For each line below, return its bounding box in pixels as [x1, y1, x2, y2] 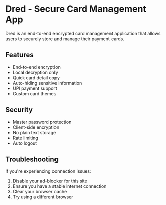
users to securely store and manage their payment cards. [5, 36, 125, 42]
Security [5, 106, 33, 114]
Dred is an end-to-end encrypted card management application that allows [5, 30, 161, 36]
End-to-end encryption [12, 64, 61, 70]
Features [5, 50, 34, 59]
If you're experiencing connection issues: [5, 168, 91, 174]
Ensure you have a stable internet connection [12, 183, 107, 189]
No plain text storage [12, 129, 57, 135]
